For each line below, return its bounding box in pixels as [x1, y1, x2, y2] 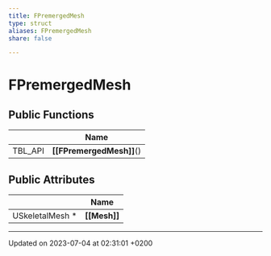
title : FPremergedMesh [8, 11, 85, 20]
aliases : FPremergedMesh [8, 27, 92, 35]
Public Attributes [8, 172, 95, 186]
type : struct [8, 19, 52, 27]
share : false [8, 34, 52, 43]
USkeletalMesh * [12, 210, 77, 221]
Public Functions [8, 108, 94, 122]
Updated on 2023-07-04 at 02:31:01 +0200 [8, 238, 153, 248]
